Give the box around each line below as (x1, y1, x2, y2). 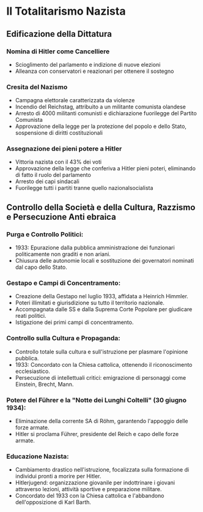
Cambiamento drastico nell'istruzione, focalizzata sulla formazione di (15, 466, 190, 473)
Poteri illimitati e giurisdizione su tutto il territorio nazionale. (15, 299, 165, 307)
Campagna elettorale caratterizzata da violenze (15, 97, 135, 104)
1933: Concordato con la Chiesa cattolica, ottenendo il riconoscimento (15, 361, 193, 368)
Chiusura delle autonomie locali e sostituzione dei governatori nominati (15, 257, 194, 265)
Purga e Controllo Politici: (6, 230, 84, 238)
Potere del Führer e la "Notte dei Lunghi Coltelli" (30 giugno (6, 396, 187, 404)
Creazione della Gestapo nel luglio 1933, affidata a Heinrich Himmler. (15, 293, 188, 300)
